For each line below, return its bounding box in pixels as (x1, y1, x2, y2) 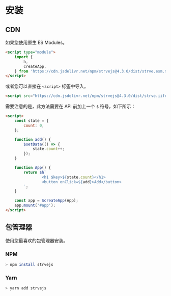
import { (14, 54, 33, 59)
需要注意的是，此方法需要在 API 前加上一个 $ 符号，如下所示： (5, 103, 136, 110)
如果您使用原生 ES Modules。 (5, 39, 68, 45)
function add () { (14, 137, 51, 142)
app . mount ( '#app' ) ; (14, 203, 56, 208)
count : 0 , (23, 123, 44, 128)
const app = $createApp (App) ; (14, 198, 79, 203)
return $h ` (23, 169, 47, 175)
